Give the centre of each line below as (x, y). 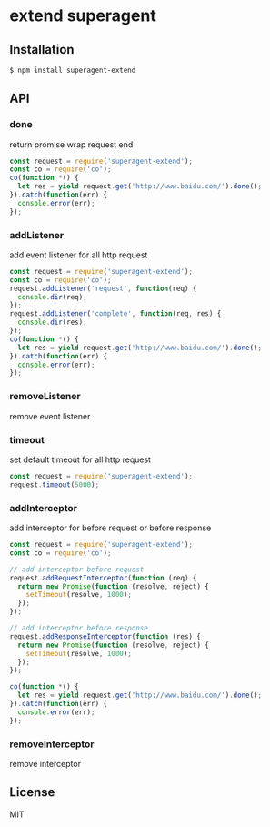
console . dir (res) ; (53, 323)
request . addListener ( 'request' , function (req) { (103, 288)
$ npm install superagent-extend (73, 70)
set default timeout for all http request (80, 459)
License (32, 792)
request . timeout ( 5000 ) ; (55, 484)
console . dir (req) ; (53, 297)
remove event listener (50, 416)
